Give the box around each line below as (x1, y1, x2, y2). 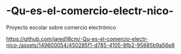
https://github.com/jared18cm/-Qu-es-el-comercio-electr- (6, 35, 148, 42)
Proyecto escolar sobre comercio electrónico (6, 24, 116, 31)
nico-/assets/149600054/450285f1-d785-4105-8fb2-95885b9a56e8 (6, 42, 175, 49)
